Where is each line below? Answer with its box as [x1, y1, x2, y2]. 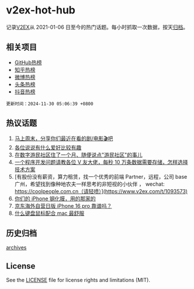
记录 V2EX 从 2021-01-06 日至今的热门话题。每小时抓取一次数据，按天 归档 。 [6, 23, 189, 30]
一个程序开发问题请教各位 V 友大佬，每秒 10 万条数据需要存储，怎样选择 [14, 158, 188, 165]
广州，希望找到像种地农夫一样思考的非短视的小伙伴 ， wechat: [14, 180, 165, 187]
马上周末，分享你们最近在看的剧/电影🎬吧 [14, 135, 113, 142]
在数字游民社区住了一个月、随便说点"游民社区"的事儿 [14, 151, 143, 158]
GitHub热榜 [14, 59, 42, 66]
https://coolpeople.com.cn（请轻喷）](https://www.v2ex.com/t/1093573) [14, 187, 188, 194]
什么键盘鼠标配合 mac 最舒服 [14, 210, 85, 217]
